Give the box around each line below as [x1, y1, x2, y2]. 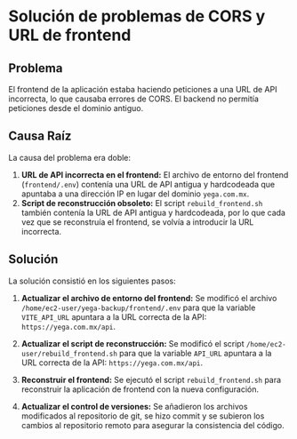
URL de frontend [8, 25, 132, 45]
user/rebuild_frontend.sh [20, 349, 117, 358]
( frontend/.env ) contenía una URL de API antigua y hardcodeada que [20, 179, 276, 189]
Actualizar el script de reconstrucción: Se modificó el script [20, 338, 245, 348]
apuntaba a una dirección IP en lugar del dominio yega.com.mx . [20, 188, 250, 199]
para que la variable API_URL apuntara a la [118, 347, 272, 358]
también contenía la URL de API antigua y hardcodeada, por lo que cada [20, 207, 286, 218]
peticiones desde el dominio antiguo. [8, 103, 144, 113]
